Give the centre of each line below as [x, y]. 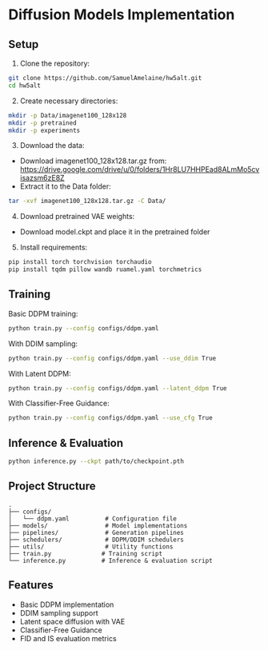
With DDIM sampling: [43, 343]
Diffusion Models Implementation [122, 15]
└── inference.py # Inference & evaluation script [111, 560]
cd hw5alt [25, 86]
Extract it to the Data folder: [66, 186]
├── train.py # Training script [85, 553]
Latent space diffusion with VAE [72, 621]
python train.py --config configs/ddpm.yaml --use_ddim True [112, 358]
